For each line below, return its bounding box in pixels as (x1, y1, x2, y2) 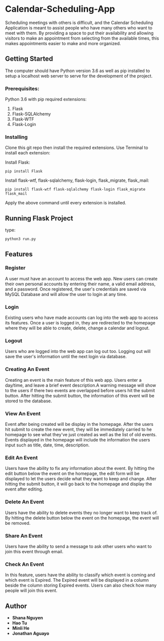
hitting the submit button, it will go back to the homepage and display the (5, 481, 153, 487)
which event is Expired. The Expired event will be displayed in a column (5, 577, 149, 583)
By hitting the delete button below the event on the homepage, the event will (5, 515, 159, 520)
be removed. (5, 520, 31, 526)
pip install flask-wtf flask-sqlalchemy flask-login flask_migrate (5, 187, 146, 192)
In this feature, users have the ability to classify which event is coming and (5, 572, 156, 578)
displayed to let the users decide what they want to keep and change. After (5, 476, 157, 482)
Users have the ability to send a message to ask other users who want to (5, 543, 152, 549)
